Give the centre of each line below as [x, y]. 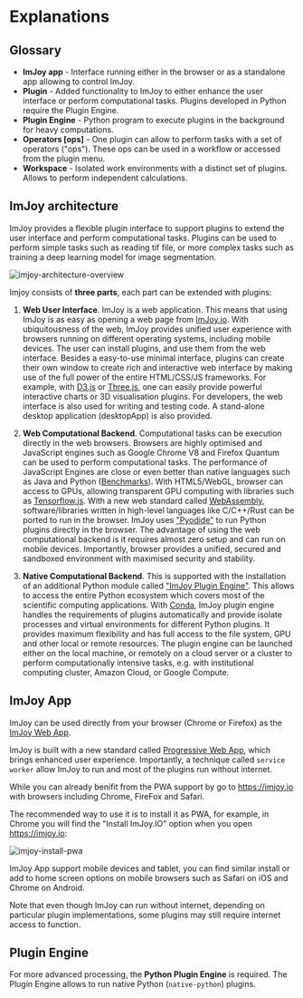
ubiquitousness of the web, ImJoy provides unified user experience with [157, 329]
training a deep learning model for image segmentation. [113, 257]
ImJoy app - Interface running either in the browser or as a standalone [154, 72]
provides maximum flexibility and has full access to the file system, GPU [156, 634]
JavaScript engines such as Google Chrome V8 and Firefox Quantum [151, 452]
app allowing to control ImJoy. [79, 82]
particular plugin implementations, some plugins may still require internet [145, 915]
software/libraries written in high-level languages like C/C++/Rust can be [158, 510]
